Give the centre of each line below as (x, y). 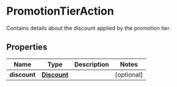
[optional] (129, 74)
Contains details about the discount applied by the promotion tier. (88, 28)
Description (92, 64)
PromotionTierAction (60, 11)
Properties (27, 47)
